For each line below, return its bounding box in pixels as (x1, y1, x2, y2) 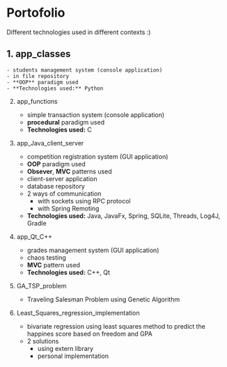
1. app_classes (6, 48, 71, 60)
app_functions (16, 97, 58, 105)
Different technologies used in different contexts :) (6, 28, 151, 36)
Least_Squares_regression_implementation (16, 309, 140, 317)
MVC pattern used (26, 260, 81, 269)
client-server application (26, 174, 97, 182)
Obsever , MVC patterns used (26, 167, 112, 175)
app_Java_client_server (16, 139, 84, 147)
